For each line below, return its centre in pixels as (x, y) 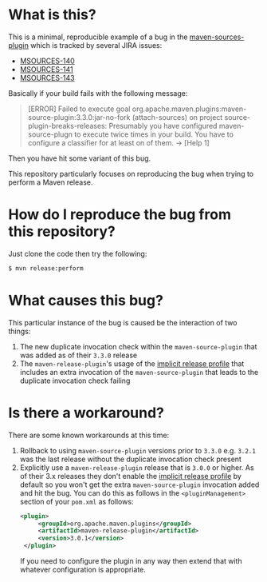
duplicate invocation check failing (75, 381)
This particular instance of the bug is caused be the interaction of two (123, 322)
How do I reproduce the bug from (120, 215)
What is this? (53, 15)
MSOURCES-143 (47, 78)
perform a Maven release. (51, 182)
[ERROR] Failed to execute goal (79, 109)
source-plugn (50, 134)
